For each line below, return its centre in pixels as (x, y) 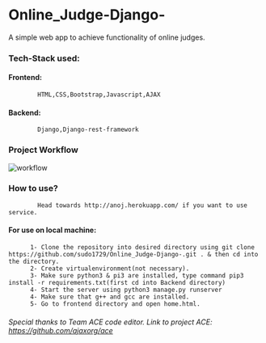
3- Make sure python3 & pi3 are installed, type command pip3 (137, 276)
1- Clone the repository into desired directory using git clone (142, 248)
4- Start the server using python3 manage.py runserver (126, 290)
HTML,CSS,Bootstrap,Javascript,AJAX (99, 95)
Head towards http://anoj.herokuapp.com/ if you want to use (143, 205)
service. (23, 212)
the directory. (34, 262)
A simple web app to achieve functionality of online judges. (107, 37)
